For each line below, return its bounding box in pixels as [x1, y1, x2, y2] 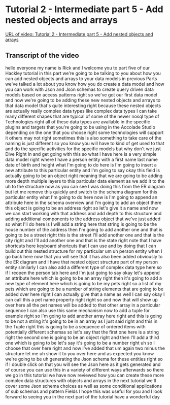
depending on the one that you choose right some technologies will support [5, 129, 164, 136]
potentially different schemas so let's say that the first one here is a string [5, 329, 159, 335]
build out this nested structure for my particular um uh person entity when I [5, 248, 162, 254]
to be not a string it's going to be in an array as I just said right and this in [5, 318, 158, 324]
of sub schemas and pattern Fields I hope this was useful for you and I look [5, 388, 162, 394]
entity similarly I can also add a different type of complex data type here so [5, 264, 162, 270]
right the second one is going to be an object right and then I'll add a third [5, 334, 159, 341]
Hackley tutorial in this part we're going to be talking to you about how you [5, 70, 161, 76]
